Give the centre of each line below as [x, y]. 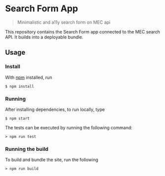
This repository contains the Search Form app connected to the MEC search [83, 32]
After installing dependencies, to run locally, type [55, 109]
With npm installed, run [29, 77]
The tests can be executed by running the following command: [69, 127]
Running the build [27, 149]
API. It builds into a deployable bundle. [44, 37]
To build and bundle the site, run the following [52, 160]
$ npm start [17, 118]
